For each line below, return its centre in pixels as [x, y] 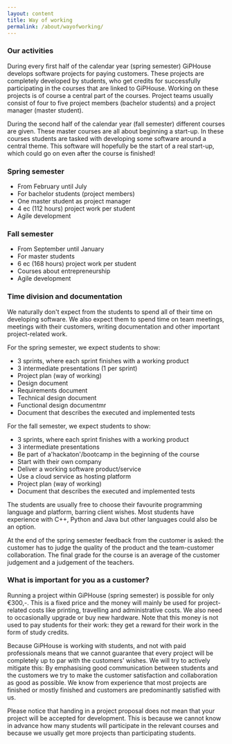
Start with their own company [59, 461]
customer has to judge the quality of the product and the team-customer [111, 547]
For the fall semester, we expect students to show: [79, 426]
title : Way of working [40, 20]
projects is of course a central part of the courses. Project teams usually [110, 95]
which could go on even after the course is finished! [81, 153]
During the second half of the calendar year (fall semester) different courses [116, 124]
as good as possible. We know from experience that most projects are [107, 682]
